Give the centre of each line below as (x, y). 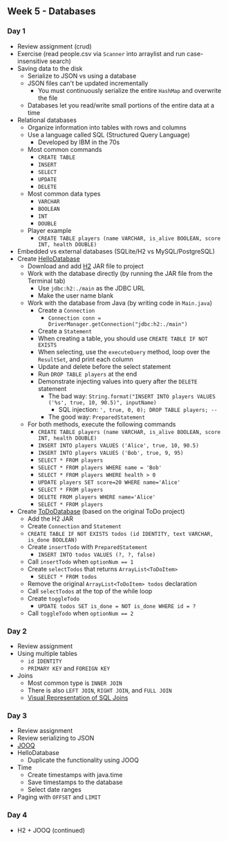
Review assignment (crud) (54, 46)
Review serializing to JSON (56, 738)
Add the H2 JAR (50, 519)
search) (60, 61)
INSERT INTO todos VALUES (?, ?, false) (97, 555)
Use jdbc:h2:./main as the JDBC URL (91, 288)
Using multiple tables (47, 653)
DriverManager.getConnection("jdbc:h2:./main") (118, 324)
